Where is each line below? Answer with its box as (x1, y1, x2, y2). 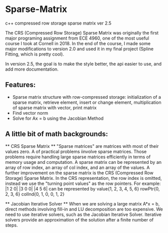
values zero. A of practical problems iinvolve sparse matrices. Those (5, 148, 147, 154)
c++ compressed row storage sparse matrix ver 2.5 (5, 20, 112, 26)
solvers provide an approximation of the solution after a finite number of (5, 216, 154, 222)
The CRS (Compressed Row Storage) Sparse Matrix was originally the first (5, 30, 159, 36)
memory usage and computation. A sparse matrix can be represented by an (5, 159, 162, 165)
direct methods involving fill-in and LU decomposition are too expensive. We (5, 206, 163, 212)
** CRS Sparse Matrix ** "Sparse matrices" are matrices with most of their (5, 143, 159, 149)
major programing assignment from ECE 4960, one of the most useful (5, 35, 149, 41)
